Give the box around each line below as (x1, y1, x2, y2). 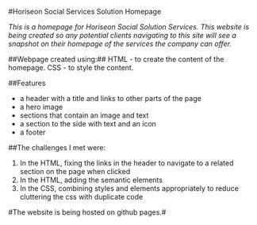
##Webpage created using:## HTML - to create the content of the (8, 55, 224, 64)
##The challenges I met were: (8, 143, 105, 152)
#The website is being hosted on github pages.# (8, 208, 167, 217)
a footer (19, 127, 46, 137)
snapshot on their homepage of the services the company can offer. (8, 39, 232, 48)
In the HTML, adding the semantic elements (19, 175, 163, 184)
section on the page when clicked (19, 167, 131, 176)
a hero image (19, 103, 63, 111)
